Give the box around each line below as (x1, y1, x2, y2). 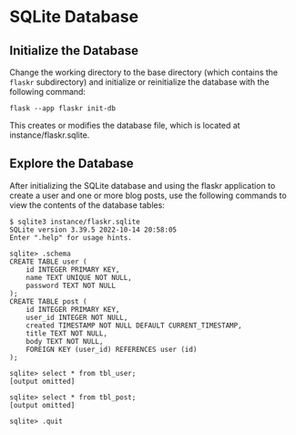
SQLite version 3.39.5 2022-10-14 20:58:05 (9, 225, 178, 234)
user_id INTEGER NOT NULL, (26, 313, 128, 322)
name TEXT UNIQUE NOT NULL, (26, 273, 132, 282)
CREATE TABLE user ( (9, 257, 88, 266)
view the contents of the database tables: (9, 199, 166, 211)
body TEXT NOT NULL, (26, 337, 104, 346)
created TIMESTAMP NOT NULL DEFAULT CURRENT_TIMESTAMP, (26, 321, 243, 330)
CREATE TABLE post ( (9, 296, 88, 306)
